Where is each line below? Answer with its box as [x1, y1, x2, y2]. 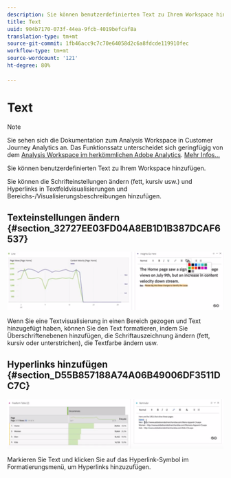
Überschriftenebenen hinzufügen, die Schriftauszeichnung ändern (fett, [7, 331, 210, 340]
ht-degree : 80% [7, 62, 51, 69]
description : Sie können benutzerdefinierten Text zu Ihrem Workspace [7, 11, 214, 18]
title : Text [7, 18, 41, 25]
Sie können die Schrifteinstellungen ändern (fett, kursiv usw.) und [7, 177, 192, 185]
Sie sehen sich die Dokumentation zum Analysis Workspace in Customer [7, 136, 213, 144]
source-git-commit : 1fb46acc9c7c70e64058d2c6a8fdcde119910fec [7, 40, 189, 48]
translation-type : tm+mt [7, 33, 78, 40]
